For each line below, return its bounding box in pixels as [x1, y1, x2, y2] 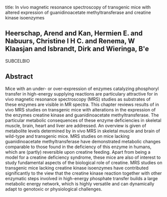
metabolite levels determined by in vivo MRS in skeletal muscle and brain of [5, 128, 161, 134]
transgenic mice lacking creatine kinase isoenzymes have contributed [5, 165, 149, 171]
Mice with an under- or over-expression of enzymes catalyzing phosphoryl [5, 86, 159, 92]
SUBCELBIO [5, 58, 30, 64]
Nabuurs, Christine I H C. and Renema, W [5, 37, 135, 45]
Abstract [5, 72, 33, 81]
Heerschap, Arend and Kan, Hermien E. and [5, 29, 143, 38]
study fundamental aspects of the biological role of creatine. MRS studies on [5, 159, 163, 166]
